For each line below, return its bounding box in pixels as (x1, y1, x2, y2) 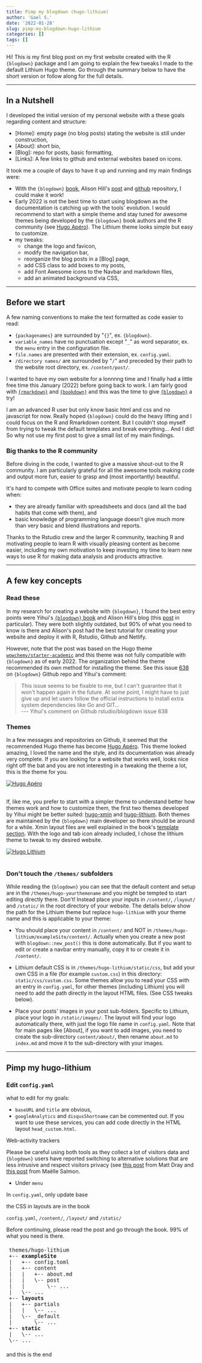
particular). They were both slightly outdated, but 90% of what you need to (6, 620, 192, 628)
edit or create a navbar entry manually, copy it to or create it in (14, 946, 170, 953)
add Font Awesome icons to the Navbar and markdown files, (23, 268, 174, 275)
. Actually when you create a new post (90, 933, 185, 941)
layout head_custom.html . (14, 1125, 77, 1132)
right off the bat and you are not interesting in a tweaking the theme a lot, (6, 762, 188, 769)
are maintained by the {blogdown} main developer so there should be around (6, 817, 195, 824)
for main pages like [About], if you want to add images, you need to (14, 1027, 182, 1034)
